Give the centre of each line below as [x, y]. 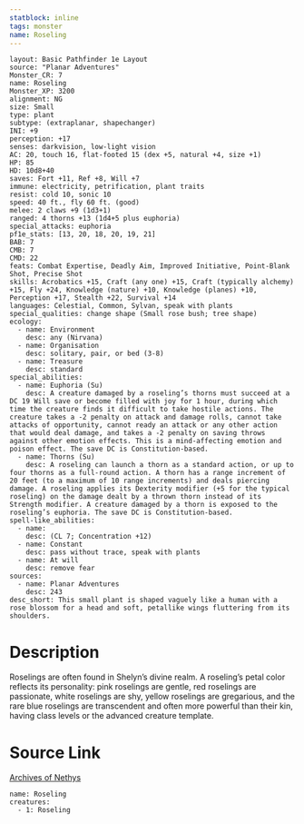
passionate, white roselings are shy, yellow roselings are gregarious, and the [152, 697]
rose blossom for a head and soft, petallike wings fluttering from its [150, 608]
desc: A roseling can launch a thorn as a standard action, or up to [160, 465]
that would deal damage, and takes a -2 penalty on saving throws [137, 433]
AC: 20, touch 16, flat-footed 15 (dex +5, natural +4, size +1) [135, 155]
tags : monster [36, 26]
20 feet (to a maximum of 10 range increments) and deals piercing [140, 481]
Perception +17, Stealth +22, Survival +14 [93, 298]
